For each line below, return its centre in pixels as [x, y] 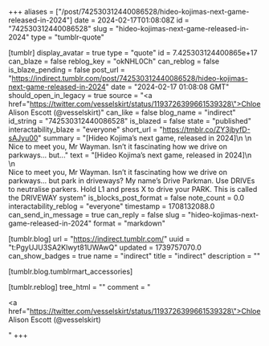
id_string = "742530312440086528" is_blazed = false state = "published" [130, 121]
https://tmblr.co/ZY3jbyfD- [206, 129]
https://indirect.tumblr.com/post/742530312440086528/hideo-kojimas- [130, 78]
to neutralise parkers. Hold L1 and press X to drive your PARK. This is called [133, 189]
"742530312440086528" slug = [61, 28]
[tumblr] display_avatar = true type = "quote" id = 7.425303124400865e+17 [133, 53]
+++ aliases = [31, 12]
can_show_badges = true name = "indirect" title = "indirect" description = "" [134, 256]
